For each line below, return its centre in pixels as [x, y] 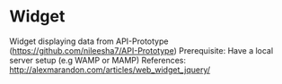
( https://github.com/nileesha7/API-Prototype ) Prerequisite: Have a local [141, 50]
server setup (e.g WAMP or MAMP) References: [98, 60]
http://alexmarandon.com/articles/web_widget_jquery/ [110, 70]
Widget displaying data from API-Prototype [89, 41]
